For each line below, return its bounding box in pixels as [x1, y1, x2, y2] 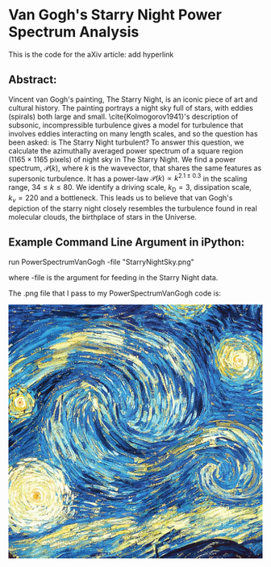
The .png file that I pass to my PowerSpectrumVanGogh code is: [8, 288, 222, 298]
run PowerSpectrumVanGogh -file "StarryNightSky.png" [8, 257, 195, 267]
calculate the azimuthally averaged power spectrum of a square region [8, 145, 244, 155]
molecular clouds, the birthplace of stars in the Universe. [8, 212, 198, 221]
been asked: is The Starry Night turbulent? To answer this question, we [8, 137, 244, 147]
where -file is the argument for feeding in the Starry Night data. [8, 272, 219, 282]
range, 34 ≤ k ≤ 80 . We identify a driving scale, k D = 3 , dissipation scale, [8, 183, 252, 195]
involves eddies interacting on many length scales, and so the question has [8, 128, 258, 138]
